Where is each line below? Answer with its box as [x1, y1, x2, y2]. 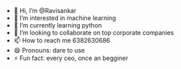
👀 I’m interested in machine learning [13, 14, 116, 22]
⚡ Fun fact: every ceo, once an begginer [13, 54, 128, 62]
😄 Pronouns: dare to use [13, 46, 85, 55]
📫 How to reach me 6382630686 [13, 37, 111, 44]
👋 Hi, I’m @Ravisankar [13, 7, 77, 14]
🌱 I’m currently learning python [13, 21, 102, 29]
